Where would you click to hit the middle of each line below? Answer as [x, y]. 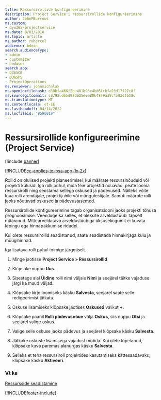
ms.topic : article [24, 37]
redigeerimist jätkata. [33, 297]
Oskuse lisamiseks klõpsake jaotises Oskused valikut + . [68, 307]
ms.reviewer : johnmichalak [32, 86]
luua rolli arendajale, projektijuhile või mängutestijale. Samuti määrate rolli [78, 195]
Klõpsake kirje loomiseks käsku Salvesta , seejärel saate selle [73, 293]
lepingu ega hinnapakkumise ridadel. [42, 226]
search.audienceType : [27, 50]
